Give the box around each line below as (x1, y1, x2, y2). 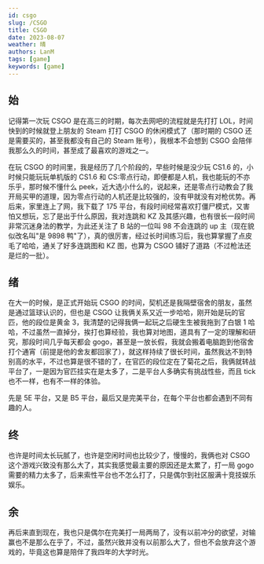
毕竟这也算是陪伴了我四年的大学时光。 (28, 548, 153, 556)
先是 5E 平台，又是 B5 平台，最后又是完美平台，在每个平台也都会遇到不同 (8, 394, 246, 403)
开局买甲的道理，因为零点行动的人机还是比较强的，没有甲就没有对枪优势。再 (8, 192, 256, 201)
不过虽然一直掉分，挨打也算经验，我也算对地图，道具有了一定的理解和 (21, 328, 249, 337)
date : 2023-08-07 (8, 33, 65, 42)
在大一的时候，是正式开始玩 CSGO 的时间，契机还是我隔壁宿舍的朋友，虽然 (8, 298, 253, 307)
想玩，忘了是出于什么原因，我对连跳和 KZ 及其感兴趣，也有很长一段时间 (21, 211, 255, 221)
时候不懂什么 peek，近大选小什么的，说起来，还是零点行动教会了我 (35, 181, 254, 191)
